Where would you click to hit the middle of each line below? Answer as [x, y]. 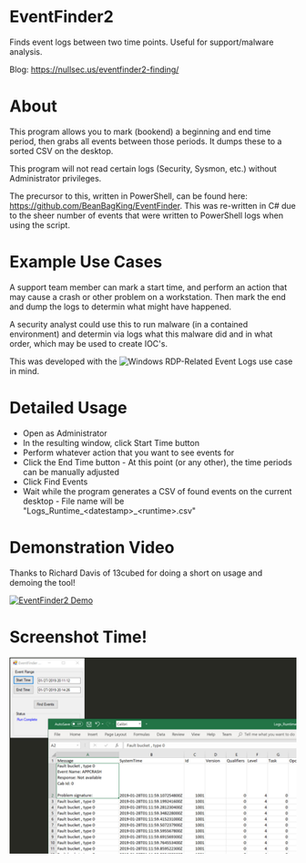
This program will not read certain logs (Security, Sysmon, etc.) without [143, 168]
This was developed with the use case [151, 361]
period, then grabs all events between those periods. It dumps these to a [146, 141]
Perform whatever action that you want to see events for [128, 452]
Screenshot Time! [78, 637]
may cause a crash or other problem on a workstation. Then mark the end [148, 296]
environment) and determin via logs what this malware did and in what [141, 334]
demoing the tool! [42, 582]
